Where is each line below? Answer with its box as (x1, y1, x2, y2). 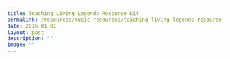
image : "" (7, 41, 36, 48)
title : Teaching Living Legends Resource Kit (7, 9, 139, 17)
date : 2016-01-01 (7, 22, 57, 29)
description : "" (7, 35, 53, 42)
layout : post (7, 28, 44, 36)
